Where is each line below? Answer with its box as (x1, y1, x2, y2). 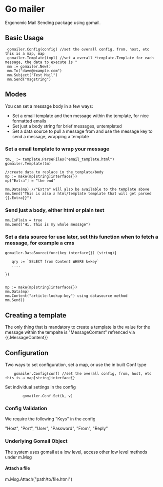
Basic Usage (5, 34, 44, 42)
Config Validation (5, 405, 47, 412)
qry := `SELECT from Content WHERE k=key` (11, 259, 99, 264)
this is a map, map (5, 51, 45, 56)
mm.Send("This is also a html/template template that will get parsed (5, 191, 152, 196)
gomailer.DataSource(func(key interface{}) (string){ (5, 251, 117, 256)
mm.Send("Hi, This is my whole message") (5, 222, 91, 227)
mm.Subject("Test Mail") (7, 73, 58, 77)
